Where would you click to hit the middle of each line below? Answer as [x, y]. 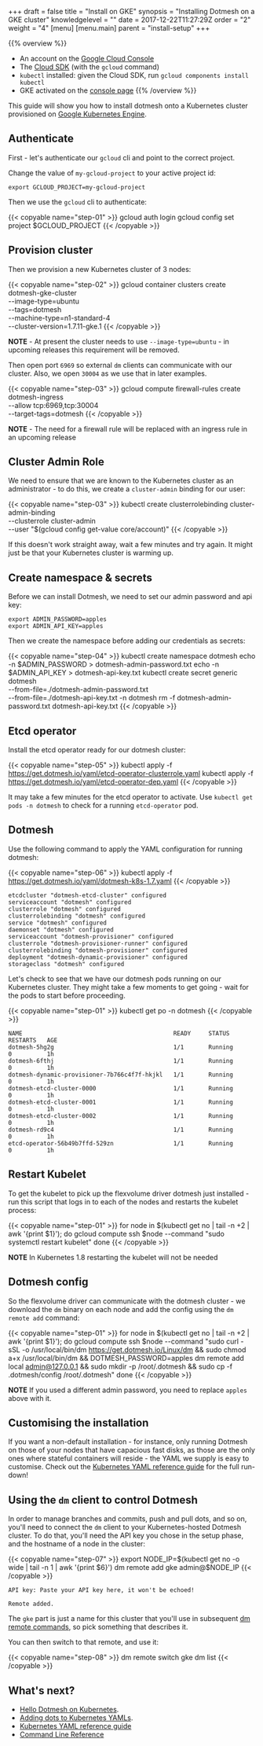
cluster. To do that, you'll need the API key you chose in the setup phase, [126, 1535]
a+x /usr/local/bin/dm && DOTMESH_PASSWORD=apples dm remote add [126, 1358]
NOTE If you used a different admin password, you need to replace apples [128, 1390]
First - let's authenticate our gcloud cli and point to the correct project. [122, 157]
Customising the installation [79, 1423]
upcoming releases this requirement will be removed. [94, 350]
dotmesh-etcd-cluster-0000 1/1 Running [121, 1088]
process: [22, 1210]
